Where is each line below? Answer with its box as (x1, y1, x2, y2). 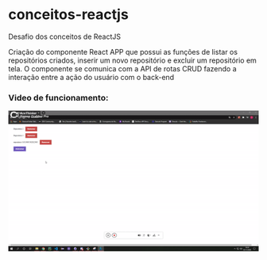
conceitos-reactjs (8, 6, 129, 24)
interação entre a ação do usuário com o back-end (8, 72, 175, 82)
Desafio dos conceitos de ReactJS (8, 32, 122, 41)
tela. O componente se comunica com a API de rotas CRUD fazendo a (8, 63, 237, 73)
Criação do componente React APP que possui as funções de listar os (8, 47, 238, 56)
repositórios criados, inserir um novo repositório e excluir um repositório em (8, 55, 257, 65)
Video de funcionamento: (8, 92, 109, 103)
